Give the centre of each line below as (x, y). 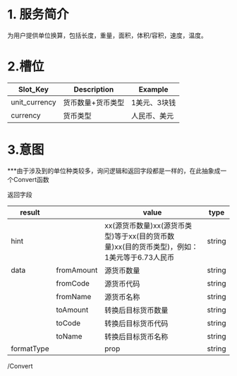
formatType (30, 348)
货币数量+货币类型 (94, 102)
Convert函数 (31, 179)
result (30, 212)
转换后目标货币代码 (136, 323)
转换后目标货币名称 (136, 336)
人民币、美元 (152, 116)
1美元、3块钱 (153, 102)
